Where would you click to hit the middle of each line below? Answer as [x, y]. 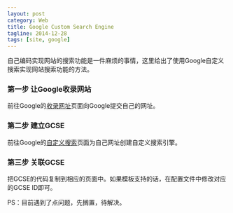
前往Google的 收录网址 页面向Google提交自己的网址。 [83, 106]
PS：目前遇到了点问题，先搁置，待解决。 [66, 202]
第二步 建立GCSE [36, 125]
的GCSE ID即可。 [32, 188]
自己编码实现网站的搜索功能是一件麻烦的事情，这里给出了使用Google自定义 [116, 61]
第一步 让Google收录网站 [49, 90]
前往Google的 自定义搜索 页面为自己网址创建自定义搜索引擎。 [94, 142]
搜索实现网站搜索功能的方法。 [50, 69]
